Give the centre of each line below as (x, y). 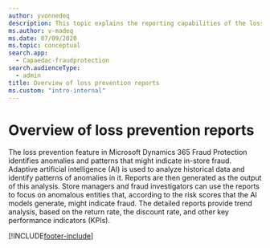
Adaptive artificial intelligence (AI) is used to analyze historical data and (127, 169)
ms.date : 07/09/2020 (43, 38)
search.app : (28, 53)
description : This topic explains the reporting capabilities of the (127, 23)
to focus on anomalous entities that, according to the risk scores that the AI (133, 195)
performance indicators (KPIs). (59, 221)
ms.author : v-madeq (41, 30)
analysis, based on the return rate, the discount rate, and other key (119, 212)
